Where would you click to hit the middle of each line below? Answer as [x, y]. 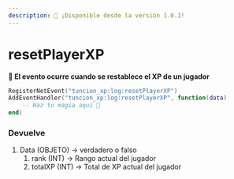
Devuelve [27, 132]
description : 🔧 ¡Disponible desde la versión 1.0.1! [97, 15]
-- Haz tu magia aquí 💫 [61, 106]
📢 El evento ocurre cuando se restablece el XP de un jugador [109, 76]
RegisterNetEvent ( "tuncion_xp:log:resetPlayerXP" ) [93, 91]
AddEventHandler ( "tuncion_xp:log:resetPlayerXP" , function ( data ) [117, 98]
